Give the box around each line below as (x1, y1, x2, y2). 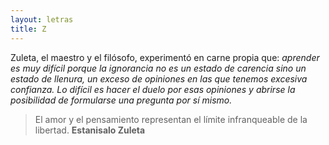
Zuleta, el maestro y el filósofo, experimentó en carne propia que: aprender (10, 51, 320, 63)
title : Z (10, 24, 47, 34)
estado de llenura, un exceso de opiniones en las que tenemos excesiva (10, 72, 308, 85)
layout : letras (10, 14, 74, 25)
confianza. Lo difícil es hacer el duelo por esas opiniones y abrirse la (10, 83, 296, 95)
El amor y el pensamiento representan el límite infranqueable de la (34, 113, 308, 125)
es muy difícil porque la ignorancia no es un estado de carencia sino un (10, 62, 307, 74)
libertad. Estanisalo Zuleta (34, 124, 146, 136)
